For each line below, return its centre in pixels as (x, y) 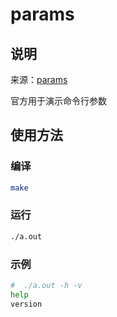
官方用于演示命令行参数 (58, 101)
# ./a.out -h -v (46, 286)
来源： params (39, 79)
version (26, 304)
